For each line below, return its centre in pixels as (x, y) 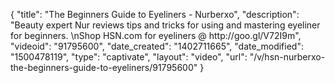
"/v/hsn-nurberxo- (287, 57)
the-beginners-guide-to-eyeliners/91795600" (104, 67)
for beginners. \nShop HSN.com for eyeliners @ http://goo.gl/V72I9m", (156, 35)
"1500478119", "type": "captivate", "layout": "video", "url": (129, 57)
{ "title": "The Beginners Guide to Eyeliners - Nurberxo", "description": (155, 14)
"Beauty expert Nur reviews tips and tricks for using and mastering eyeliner (165, 25)
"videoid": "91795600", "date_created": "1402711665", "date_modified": (157, 46)
